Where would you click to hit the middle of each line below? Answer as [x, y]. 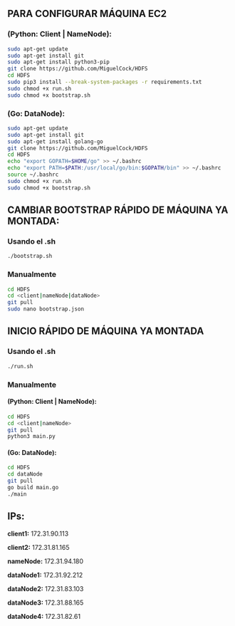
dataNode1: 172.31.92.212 [45, 575]
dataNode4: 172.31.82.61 [44, 616]
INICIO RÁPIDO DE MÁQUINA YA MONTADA [106, 332]
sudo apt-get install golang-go [55, 141]
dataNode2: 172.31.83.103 [46, 588]
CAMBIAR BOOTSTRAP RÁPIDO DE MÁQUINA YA [118, 210]
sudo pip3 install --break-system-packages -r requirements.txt [105, 82]
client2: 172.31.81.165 [38, 547]
